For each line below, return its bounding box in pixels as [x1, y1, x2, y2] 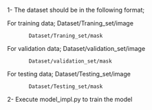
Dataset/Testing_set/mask [28, 83, 103, 90]
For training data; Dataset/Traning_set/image [7, 19, 134, 27]
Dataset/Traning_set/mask [28, 32, 103, 39]
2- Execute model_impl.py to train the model [7, 96, 133, 103]
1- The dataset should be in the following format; [7, 6, 145, 14]
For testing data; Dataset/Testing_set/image [7, 70, 131, 78]
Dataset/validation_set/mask [28, 58, 112, 65]
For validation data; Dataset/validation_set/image [7, 45, 146, 52]
